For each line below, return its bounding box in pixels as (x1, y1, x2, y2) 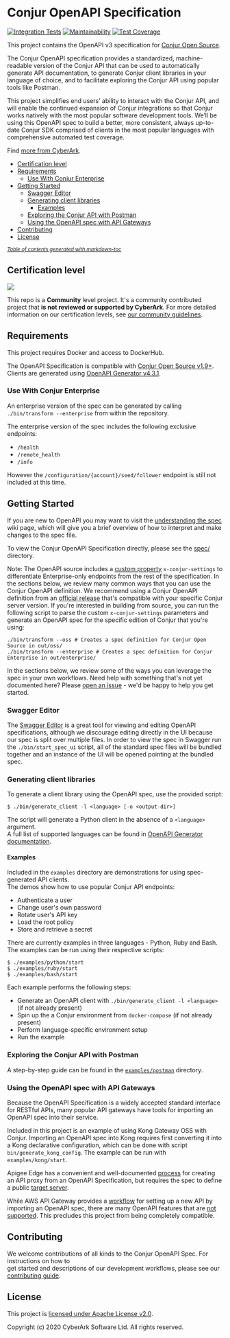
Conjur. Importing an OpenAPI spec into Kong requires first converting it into (7, 1134, 222, 1142)
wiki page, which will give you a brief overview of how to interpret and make (7, 523, 222, 531)
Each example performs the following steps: (7, 983, 131, 991)
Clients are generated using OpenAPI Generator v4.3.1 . (7, 369, 161, 377)
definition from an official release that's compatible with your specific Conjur (7, 594, 223, 602)
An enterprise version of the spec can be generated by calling (7, 402, 182, 410)
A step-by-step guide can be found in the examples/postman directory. (7, 1065, 203, 1074)
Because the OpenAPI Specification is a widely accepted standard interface (7, 1098, 221, 1107)
